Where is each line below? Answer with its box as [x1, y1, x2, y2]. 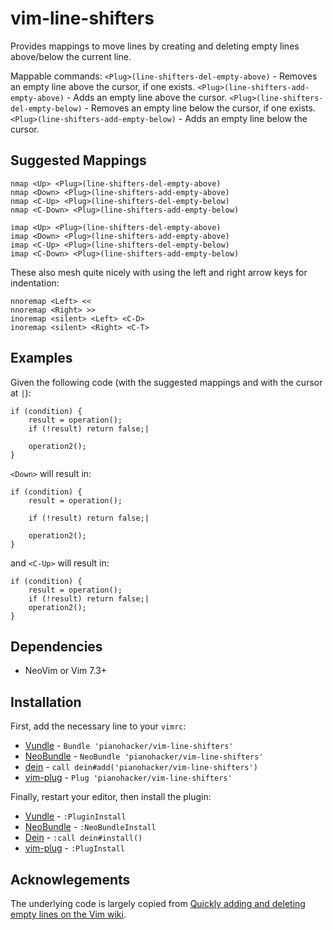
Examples [10, 350, 73, 367]
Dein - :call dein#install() [24, 832, 143, 844]
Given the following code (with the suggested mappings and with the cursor [10, 376, 323, 388]
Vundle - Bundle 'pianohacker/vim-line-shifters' [24, 740, 234, 752]
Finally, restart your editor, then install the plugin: [10, 791, 212, 803]
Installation [10, 693, 82, 711]
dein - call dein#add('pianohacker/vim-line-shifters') [24, 761, 258, 773]
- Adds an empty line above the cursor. [66, 91, 228, 103]
